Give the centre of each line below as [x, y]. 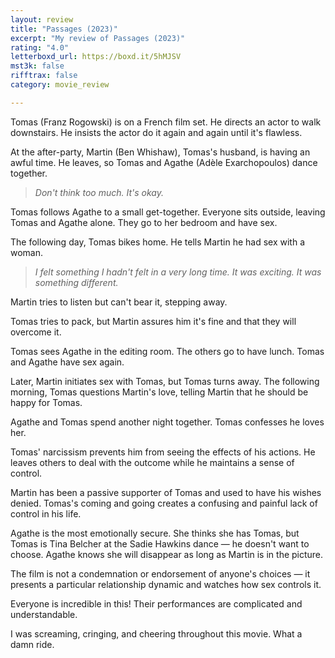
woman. [27, 252]
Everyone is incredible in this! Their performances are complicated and [156, 603]
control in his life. [46, 513]
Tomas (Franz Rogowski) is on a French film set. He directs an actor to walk [166, 122]
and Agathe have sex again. [67, 362]
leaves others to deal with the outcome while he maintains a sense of [152, 462]
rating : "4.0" [40, 47]
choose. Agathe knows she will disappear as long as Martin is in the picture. [167, 554]
